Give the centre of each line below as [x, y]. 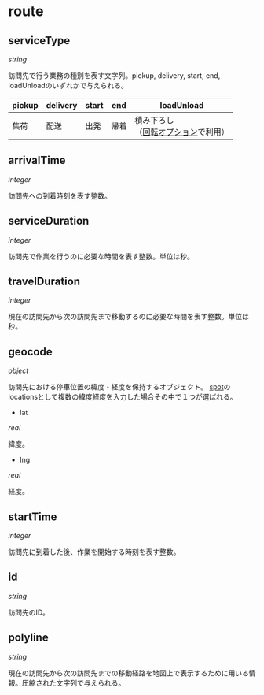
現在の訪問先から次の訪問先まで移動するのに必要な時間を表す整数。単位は [128, 317]
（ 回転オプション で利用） [182, 132]
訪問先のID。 [29, 612]
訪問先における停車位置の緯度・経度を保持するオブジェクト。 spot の [119, 387]
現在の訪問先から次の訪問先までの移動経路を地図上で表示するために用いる [128, 673]
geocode [30, 352]
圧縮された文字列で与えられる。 [73, 682]
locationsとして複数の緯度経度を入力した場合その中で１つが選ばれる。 [123, 397]
